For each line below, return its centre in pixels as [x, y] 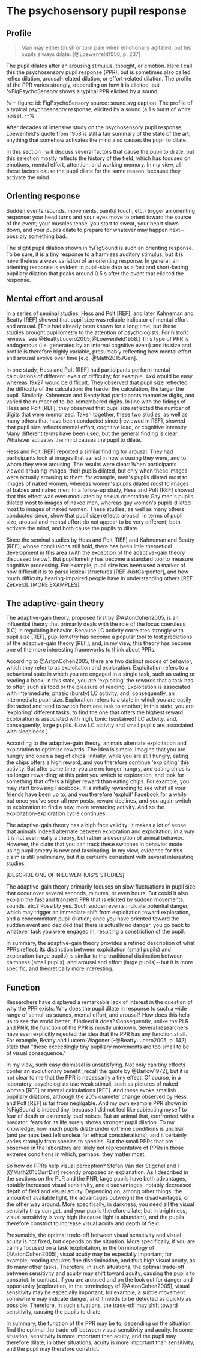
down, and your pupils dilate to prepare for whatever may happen [87, 230]
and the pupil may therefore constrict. [53, 1349]
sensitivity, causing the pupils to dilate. [54, 1312]
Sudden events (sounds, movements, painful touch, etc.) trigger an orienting [100, 210]
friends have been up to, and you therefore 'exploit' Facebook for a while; [97, 794]
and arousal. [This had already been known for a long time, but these [91, 326]
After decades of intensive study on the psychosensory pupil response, [94, 127]
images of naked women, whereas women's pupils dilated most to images [97, 483]
